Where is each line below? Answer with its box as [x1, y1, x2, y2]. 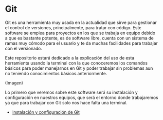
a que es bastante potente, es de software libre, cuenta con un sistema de [5, 35, 154, 41]
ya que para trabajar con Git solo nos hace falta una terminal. [5, 100, 128, 105]
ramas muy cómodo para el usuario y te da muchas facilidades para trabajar [5, 40, 158, 46]
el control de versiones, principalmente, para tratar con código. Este [5, 24, 142, 30]
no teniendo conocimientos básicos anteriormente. [5, 70, 107, 76]
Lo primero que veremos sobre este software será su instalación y [5, 89, 138, 95]
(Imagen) [5, 80, 23, 86]
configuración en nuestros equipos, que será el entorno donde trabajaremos [5, 94, 158, 100]
